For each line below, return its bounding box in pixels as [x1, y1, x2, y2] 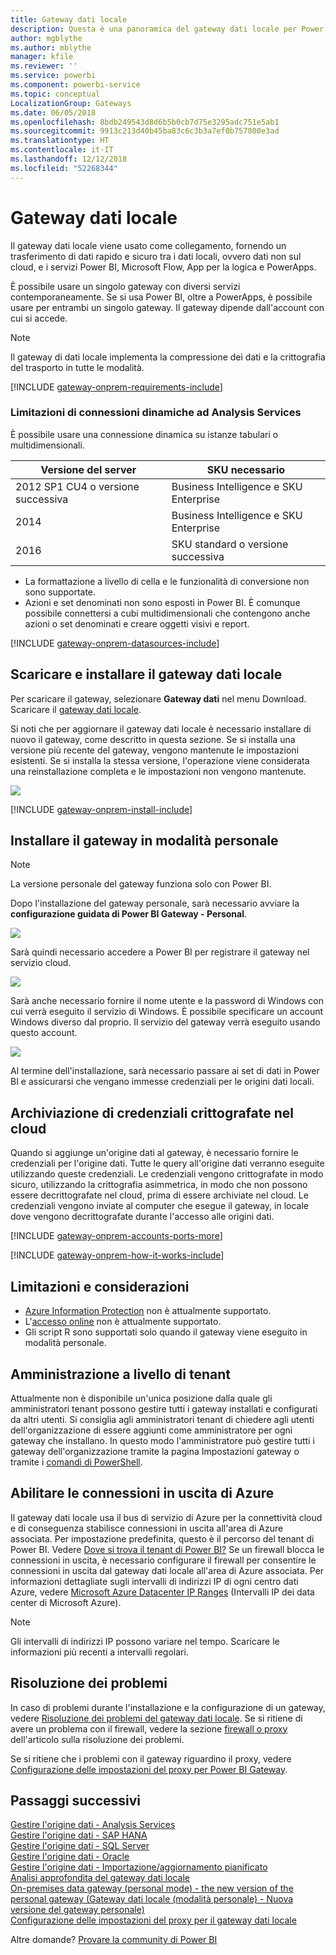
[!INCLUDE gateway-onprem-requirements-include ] [10, 381, 223, 393]
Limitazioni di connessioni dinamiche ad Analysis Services [10, 406, 302, 420]
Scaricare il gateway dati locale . [10, 703, 142, 715]
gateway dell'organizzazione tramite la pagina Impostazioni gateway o [10, 1445, 300, 1457]
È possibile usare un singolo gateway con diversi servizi [10, 280, 241, 292]
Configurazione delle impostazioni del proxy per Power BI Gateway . [10, 1763, 288, 1775]
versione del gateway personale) [10, 1904, 145, 1916]
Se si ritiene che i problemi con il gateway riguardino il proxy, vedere [10, 1752, 292, 1765]
